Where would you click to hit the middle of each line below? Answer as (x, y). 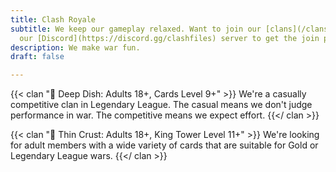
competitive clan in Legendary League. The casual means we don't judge (161, 105)
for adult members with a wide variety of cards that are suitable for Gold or (164, 145)
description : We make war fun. (75, 47)
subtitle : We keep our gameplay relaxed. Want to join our (136, 29)
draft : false (37, 57)
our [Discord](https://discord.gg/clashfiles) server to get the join (169, 38)
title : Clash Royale (53, 19)
